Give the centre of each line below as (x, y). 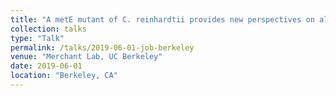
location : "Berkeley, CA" (64, 76)
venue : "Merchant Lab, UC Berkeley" (86, 57)
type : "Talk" (37, 38)
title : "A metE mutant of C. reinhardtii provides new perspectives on (162, 19)
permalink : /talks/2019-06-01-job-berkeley (102, 47)
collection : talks (48, 29)
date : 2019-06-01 (46, 66)
